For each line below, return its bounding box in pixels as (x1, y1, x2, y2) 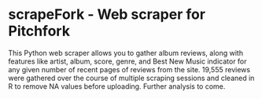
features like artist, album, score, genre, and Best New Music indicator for (8, 57, 247, 66)
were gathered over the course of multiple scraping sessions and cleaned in (8, 73, 255, 82)
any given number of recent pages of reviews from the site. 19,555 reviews (8, 64, 250, 74)
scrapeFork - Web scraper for (8, 5, 206, 24)
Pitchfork (8, 22, 71, 40)
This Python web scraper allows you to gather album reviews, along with (8, 48, 244, 57)
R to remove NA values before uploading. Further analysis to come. (8, 81, 226, 91)
